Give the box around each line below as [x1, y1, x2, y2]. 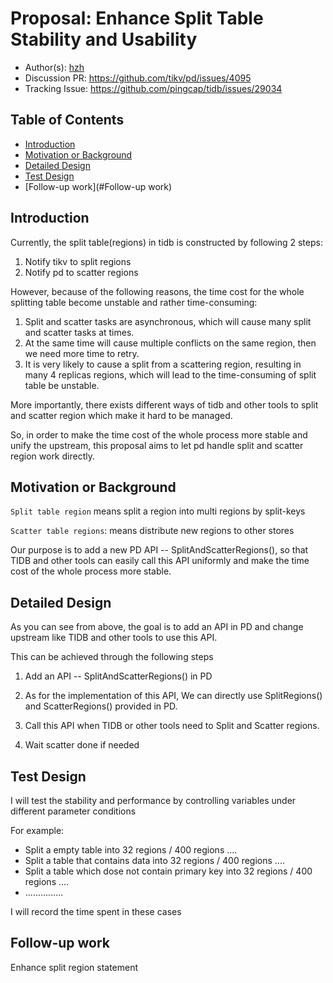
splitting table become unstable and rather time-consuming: [10, 296, 258, 308]
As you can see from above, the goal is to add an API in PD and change [10, 621, 304, 633]
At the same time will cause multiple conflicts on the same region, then [24, 337, 317, 349]
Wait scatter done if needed [24, 739, 140, 751]
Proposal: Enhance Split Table [10, 7, 264, 30]
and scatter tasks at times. [24, 326, 135, 338]
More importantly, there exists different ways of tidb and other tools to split [10, 398, 319, 411]
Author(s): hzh [24, 61, 85, 73]
